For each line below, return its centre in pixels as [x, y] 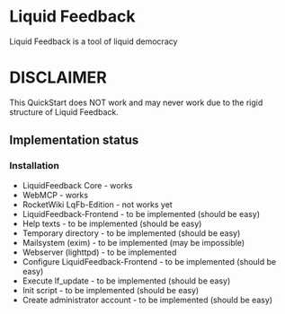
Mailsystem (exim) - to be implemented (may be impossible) [134, 242]
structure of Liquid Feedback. [64, 112]
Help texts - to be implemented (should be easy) [112, 223]
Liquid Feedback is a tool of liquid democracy [94, 41]
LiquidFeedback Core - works [77, 185]
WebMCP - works [55, 195]
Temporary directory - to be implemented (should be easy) [131, 233]
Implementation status [74, 140]
